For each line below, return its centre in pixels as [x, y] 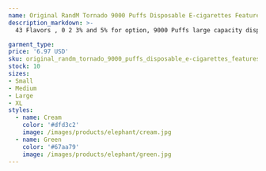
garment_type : [32, 44]
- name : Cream [38, 118]
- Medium [23, 88]
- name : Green [38, 139]
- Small [21, 81]
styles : [21, 110]
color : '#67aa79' [51, 147]
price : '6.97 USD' [38, 52]
